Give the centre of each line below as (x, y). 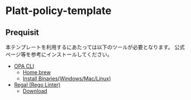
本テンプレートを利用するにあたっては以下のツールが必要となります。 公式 (95, 47)
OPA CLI (24, 66)
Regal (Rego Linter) (37, 85)
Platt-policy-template (59, 11)
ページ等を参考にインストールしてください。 (59, 54)
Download (35, 91)
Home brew (37, 72)
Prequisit (22, 32)
